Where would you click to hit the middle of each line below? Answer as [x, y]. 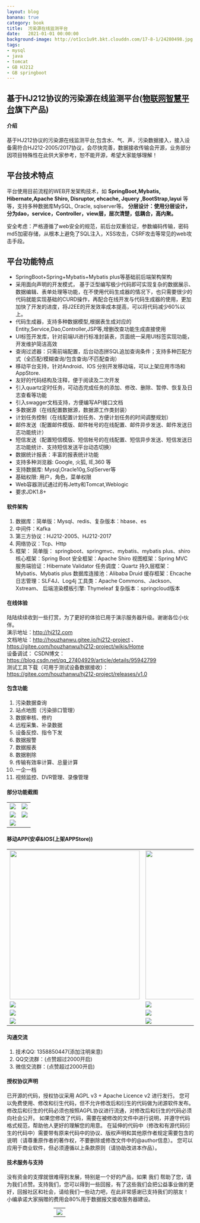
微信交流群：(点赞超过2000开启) [55, 1066]
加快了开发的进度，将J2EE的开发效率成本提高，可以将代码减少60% [98, 307]
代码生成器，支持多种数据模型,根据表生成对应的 [73, 322]
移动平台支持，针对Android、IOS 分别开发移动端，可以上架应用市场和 [100, 367]
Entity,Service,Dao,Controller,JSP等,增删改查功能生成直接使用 [91, 329]
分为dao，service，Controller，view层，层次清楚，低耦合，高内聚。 [92, 213]
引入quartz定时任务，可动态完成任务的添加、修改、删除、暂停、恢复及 [101, 387]
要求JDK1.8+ [31, 492]
